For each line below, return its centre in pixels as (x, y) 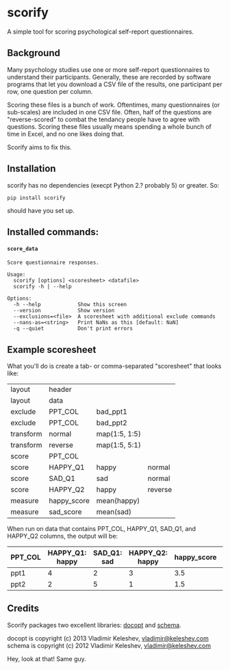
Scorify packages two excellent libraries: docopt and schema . (94, 625)
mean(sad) (114, 512)
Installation (31, 169)
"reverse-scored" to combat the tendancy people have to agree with (104, 119)
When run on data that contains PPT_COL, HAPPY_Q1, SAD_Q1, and (102, 528)
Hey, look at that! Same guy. (47, 658)
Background (34, 53)
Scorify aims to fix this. (39, 147)
